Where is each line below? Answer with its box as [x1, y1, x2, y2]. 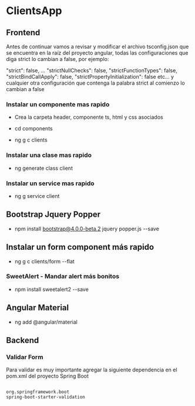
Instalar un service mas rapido [6, 179, 95, 187]
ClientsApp [6, 4, 62, 18]
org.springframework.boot [6, 389, 69, 395]
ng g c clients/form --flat [14, 257, 75, 265]
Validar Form [6, 353, 43, 361]
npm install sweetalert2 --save [14, 286, 89, 293]
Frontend [6, 28, 41, 38]
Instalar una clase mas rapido [6, 151, 92, 159]
